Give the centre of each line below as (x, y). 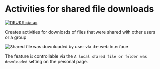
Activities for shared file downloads (80, 9)
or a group (16, 37)
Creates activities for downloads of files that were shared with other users (80, 32)
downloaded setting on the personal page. (47, 61)
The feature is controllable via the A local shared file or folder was (76, 56)
